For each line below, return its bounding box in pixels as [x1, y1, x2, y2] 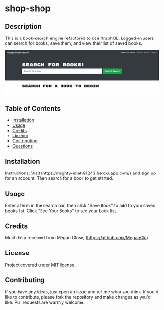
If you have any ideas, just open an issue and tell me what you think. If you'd [5, 289, 159, 295]
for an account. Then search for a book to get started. [5, 175, 114, 181]
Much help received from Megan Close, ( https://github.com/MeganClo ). [5, 234, 150, 240]
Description [5, 22, 41, 31]
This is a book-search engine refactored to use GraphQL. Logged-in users [5, 35, 154, 41]
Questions [12, 143, 33, 149]
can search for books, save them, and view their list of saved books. [5, 40, 143, 46]
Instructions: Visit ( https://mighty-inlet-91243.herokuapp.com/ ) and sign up [5, 170, 156, 176]
